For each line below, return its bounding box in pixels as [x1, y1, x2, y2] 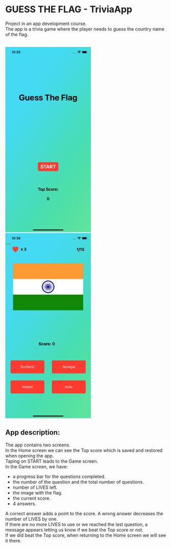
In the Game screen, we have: [5, 463, 68, 469]
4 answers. [12, 501, 37, 507]
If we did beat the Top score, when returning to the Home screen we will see [5, 532, 166, 538]
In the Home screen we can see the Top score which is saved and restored [5, 447, 163, 453]
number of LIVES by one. [5, 516, 58, 522]
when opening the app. [5, 452, 54, 459]
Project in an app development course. [5, 20, 87, 27]
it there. [5, 537, 22, 543]
